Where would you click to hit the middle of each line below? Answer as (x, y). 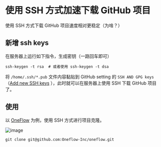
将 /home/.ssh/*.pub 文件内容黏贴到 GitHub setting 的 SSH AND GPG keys (80, 77)
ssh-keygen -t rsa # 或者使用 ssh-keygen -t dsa (57, 66)
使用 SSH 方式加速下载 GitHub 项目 (78, 10)
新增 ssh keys (27, 43)
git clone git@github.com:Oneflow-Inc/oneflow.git (60, 139)
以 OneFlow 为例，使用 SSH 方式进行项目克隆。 (55, 120)
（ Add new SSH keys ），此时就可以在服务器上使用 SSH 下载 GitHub (76, 83)
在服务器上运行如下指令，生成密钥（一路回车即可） (58, 56)
